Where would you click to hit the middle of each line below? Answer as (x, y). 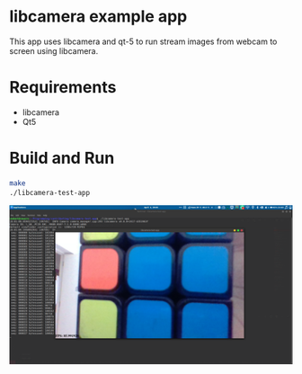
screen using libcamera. (54, 50)
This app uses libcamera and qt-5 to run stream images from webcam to (143, 41)
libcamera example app (98, 17)
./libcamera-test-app (50, 192)
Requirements (63, 88)
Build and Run (62, 158)
